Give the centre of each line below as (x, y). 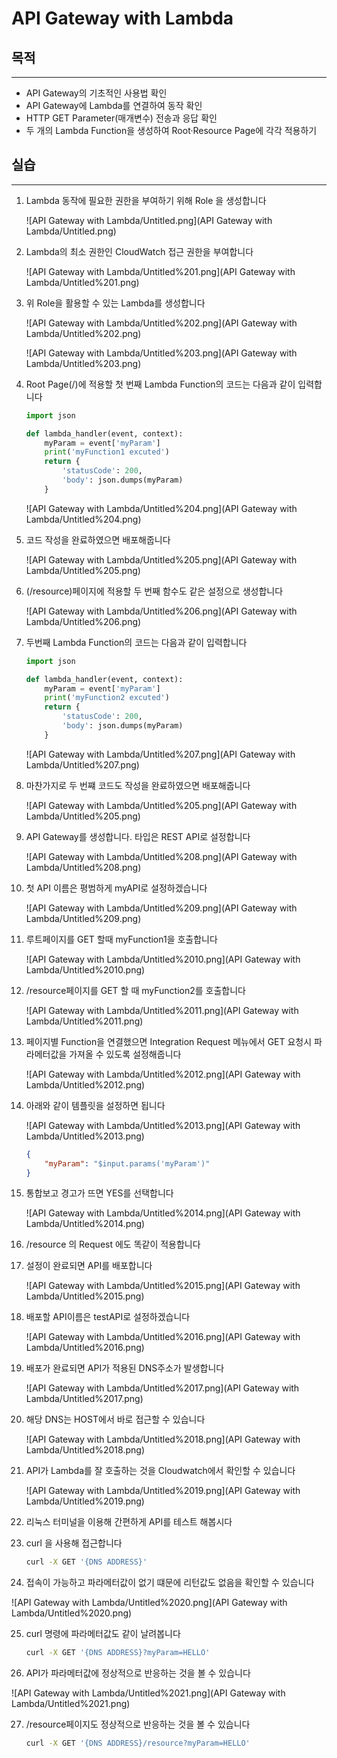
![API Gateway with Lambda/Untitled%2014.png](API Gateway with (163, 1213)
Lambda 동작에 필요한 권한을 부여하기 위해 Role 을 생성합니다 (146, 200)
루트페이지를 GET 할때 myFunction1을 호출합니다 (121, 939)
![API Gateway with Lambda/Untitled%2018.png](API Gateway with (163, 1439)
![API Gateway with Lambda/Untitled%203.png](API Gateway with (161, 353)
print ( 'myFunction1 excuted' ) (107, 452)
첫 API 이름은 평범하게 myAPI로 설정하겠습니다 (116, 888)
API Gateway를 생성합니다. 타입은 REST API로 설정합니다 (138, 836)
